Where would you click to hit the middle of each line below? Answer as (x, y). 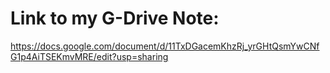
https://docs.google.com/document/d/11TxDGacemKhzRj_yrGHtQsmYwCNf (165, 46)
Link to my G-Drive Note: (115, 18)
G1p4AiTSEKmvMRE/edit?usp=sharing (89, 56)
